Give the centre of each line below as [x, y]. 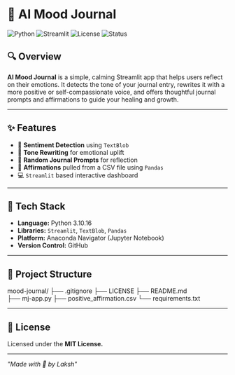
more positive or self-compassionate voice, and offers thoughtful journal [112, 92]
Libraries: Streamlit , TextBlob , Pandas [72, 231]
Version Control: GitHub [53, 245]
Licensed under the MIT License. [55, 344]
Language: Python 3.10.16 [55, 223]
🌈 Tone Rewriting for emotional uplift [71, 152]
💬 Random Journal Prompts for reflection [78, 160]
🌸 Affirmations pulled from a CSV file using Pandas [91, 167]
